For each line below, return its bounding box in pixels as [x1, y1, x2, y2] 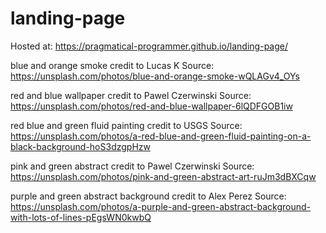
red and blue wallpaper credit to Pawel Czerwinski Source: [10, 89, 252, 101]
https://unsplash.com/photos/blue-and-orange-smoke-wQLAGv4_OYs [10, 70, 300, 82]
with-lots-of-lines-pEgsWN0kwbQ [10, 211, 152, 223]
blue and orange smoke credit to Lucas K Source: [10, 59, 215, 71]
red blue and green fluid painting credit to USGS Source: [10, 119, 243, 131]
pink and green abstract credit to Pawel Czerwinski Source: [10, 160, 255, 172]
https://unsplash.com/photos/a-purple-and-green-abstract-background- [10, 200, 312, 212]
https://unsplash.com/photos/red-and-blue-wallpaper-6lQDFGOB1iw [10, 100, 293, 112]
